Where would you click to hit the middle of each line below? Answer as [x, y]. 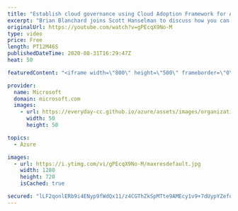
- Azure [25, 144]
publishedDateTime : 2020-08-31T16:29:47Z [69, 54]
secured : [20, 196]
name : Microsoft [38, 92]
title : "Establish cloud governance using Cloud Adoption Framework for [117, 14]
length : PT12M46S [33, 47]
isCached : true [42, 184]
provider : [22, 86]
